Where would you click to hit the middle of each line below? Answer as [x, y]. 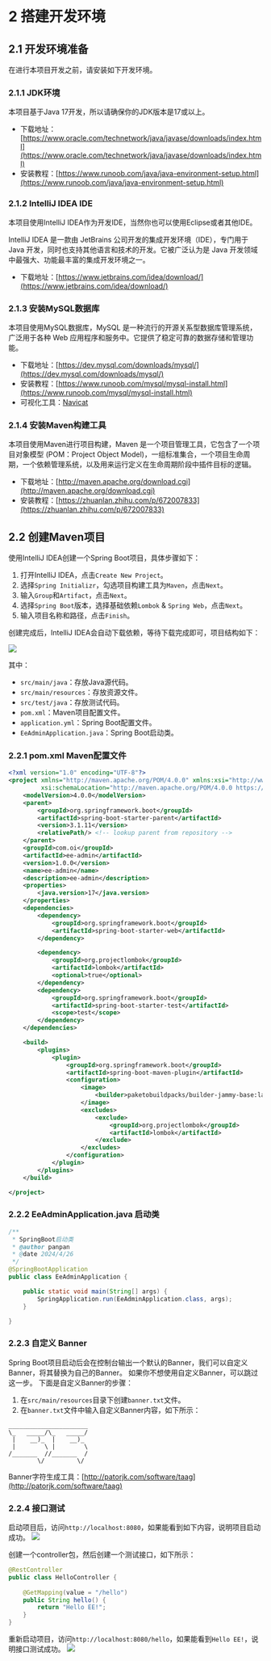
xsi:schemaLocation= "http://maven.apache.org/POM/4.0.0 [136, 788]
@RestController [35, 1570]
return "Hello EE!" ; [72, 1608]
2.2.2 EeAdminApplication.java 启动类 [84, 1215]
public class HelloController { [63, 1577]
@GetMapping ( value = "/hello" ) [75, 1592]
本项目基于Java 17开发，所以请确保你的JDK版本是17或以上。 [109, 112]
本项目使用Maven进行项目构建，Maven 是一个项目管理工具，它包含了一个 [131, 445]
